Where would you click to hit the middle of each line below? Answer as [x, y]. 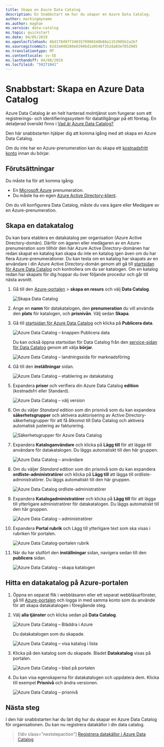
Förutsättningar [30, 169]
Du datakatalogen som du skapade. [49, 634]
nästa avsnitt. [19, 280]
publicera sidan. [29, 558]
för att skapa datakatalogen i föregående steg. [60, 605]
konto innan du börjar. [28, 153]
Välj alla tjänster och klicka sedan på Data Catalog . [65, 615]
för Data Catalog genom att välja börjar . [53, 347]
